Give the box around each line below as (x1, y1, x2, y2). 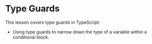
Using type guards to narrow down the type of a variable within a (12, 29, 147, 35)
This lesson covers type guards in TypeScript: (5, 19, 100, 25)
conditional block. (12, 34, 50, 40)
